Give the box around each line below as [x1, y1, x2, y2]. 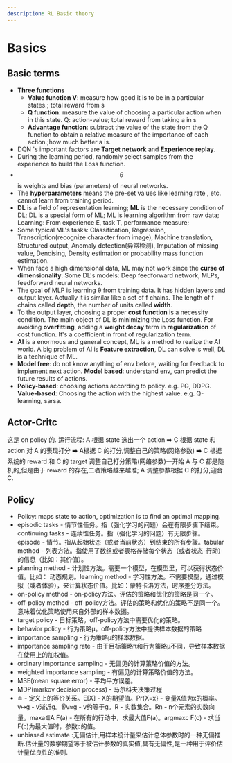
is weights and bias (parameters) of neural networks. [17, 181, 168, 189]
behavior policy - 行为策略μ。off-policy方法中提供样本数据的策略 [17, 625, 202, 633]
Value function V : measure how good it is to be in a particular [27, 93, 204, 101]
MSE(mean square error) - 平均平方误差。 [17, 677, 137, 685]
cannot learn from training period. [17, 196, 114, 205]
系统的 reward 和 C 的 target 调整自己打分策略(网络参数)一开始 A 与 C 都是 [7, 457, 218, 465]
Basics [7, 40, 47, 55]
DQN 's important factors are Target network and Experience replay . [17, 145, 216, 153]
